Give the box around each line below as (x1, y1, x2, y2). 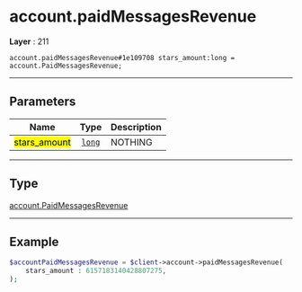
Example (9, 234, 59, 249)
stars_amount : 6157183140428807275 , (25, 267, 167, 276)
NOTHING (111, 136, 153, 148)
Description (111, 120, 162, 133)
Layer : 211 (9, 36, 49, 47)
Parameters (9, 94, 76, 110)
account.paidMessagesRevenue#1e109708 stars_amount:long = (9, 53, 235, 62)
